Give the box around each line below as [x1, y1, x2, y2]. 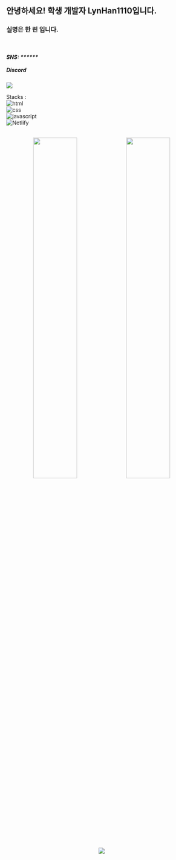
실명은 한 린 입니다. [6, 25, 59, 34]
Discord [6, 66, 27, 74]
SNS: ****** [6, 53, 38, 61]
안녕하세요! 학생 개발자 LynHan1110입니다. [6, 5, 157, 16]
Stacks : [6, 93, 27, 100]
